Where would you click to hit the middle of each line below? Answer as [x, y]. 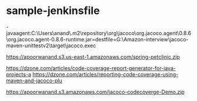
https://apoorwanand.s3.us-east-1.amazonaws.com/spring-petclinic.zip [93, 57]
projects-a [19, 74]
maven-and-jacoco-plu [34, 81]
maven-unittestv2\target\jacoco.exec [51, 46]
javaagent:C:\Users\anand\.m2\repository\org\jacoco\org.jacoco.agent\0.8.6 [99, 33]
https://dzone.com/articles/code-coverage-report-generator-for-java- [91, 68]
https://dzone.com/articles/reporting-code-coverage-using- [105, 74]
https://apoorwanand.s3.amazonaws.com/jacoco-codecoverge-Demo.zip [96, 92]
